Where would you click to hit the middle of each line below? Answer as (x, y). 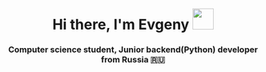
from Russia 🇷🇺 (133, 60)
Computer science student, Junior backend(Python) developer (133, 50)
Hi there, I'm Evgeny (121, 25)
